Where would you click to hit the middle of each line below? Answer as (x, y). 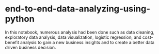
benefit (12, 42)
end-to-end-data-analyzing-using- (78, 9)
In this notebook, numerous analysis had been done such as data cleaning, (80, 32)
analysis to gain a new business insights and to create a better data (87, 42)
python (20, 19)
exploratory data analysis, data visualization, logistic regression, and (73, 37)
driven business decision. (31, 47)
